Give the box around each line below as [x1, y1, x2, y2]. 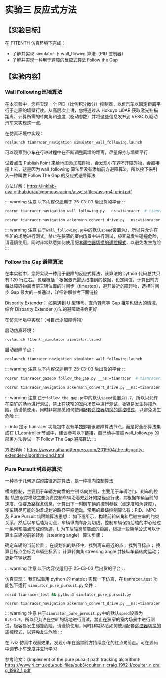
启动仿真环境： [5, 327, 36, 333]
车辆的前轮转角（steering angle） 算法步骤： [13, 532, 105, 538]
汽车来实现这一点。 [5, 120, 44, 126]
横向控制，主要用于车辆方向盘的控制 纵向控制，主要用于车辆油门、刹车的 [5, 488, 154, 494]
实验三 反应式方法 [5, 4, 77, 16]
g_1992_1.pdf [5, 667, 31, 673]
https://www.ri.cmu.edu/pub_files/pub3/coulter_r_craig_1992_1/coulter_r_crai [5, 662, 161, 668]
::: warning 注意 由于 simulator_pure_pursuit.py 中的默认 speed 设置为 [5, 610, 143, 616]
